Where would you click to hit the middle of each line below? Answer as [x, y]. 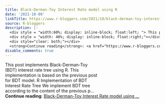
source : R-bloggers [25, 23]
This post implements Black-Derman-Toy [46, 65]
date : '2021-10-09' [25, 14]
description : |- [22, 28]
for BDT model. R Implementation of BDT [46, 80]
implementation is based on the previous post [51, 75]
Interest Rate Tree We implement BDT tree [48, 85]
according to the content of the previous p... [50, 91]
